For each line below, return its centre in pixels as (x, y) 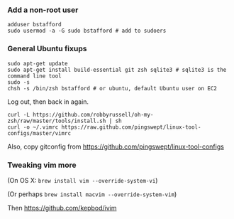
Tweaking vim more (42, 165)
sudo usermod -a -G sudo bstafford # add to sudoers (87, 31)
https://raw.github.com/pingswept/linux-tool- (131, 127)
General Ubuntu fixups (47, 49)
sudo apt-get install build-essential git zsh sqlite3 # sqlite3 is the (117, 70)
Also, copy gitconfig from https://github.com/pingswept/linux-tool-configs (116, 146)
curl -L (19, 114)
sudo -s (19, 82)
